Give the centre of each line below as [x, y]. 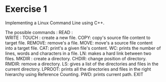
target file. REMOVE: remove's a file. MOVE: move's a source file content [79, 42]
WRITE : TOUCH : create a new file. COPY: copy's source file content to [78, 38]
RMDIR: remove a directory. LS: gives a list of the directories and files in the [82, 64]
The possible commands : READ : [39, 32]
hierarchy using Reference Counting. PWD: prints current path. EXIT [74, 74]
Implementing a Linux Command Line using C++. [55, 23]
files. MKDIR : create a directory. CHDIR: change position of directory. [76, 58]
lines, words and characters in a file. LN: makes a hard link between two [78, 53]
